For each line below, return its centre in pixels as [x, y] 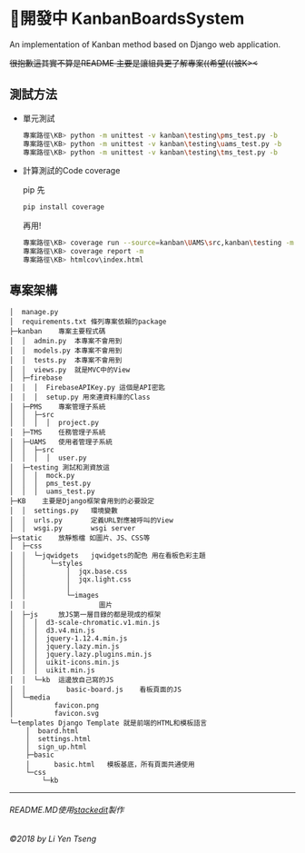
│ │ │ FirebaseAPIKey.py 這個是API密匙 [88, 387]
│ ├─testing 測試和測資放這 [60, 467]
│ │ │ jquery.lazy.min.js [64, 646]
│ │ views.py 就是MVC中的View [70, 370]
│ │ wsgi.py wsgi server [73, 528]
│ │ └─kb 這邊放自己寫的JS [62, 679]
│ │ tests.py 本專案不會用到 [66, 360]
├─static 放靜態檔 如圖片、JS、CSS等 [80, 538]
